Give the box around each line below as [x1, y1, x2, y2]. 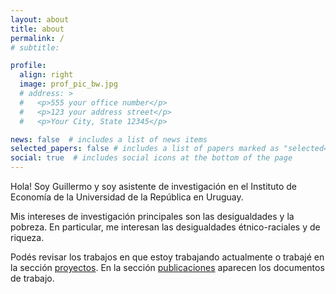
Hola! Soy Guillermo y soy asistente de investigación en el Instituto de [10, 181, 297, 192]
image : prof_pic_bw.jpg [19, 79, 118, 90]
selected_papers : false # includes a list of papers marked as [10, 144, 280, 154]
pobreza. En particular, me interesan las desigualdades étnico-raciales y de [10, 221, 321, 233]
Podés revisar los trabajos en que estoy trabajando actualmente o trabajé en [10, 251, 325, 263]
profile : [10, 61, 47, 71]
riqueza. [10, 232, 45, 243]
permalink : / [10, 33, 65, 43]
